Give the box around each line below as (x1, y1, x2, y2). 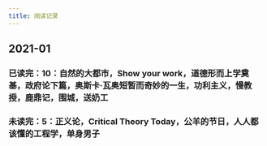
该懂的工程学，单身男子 (8, 127, 100, 139)
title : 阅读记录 (8, 11, 58, 20)
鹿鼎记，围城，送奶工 (24, 92, 109, 103)
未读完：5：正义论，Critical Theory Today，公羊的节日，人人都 (8, 115, 259, 127)
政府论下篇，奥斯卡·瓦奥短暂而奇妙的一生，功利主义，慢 (24, 79, 244, 91)
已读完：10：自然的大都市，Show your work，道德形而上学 (8, 67, 241, 79)
